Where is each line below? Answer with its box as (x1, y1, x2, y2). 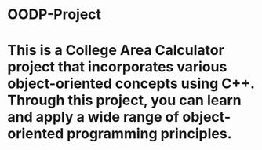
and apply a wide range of (7, 108, 180, 126)
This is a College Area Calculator (7, 42, 224, 60)
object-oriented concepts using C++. (7, 75, 255, 93)
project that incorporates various (7, 58, 227, 76)
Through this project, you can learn (7, 92, 242, 109)
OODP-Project (7, 5, 102, 24)
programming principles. (67, 125, 232, 143)
